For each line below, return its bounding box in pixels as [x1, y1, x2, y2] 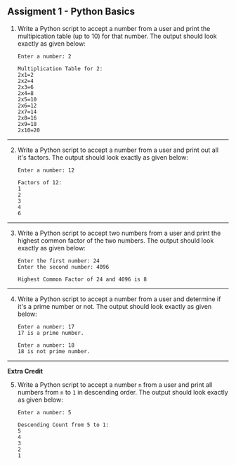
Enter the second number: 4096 [17, 263, 110, 270]
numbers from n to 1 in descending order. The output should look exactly [17, 388, 228, 396]
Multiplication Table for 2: [17, 65, 103, 72]
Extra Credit [7, 367, 44, 375]
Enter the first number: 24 [17, 257, 100, 265]
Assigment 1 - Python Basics [7, 6, 136, 18]
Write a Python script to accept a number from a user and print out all [17, 146, 219, 154]
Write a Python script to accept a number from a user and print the [17, 24, 211, 32]
